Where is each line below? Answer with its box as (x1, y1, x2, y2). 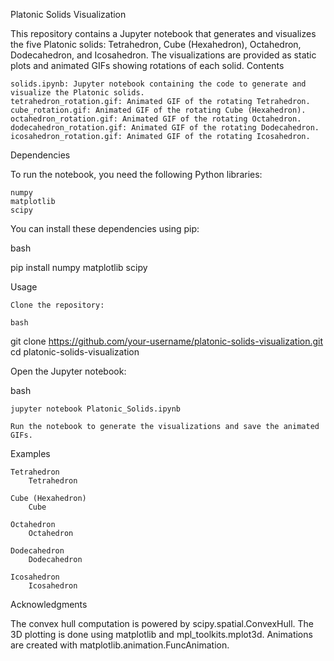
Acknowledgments (10, 599, 88, 610)
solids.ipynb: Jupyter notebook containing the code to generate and (10, 79, 307, 89)
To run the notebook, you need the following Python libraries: (10, 169, 263, 180)
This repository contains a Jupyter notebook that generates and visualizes (10, 28, 317, 39)
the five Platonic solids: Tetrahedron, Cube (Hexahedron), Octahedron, (10, 39, 302, 50)
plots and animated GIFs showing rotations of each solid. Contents (10, 60, 285, 71)
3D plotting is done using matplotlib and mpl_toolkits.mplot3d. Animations (10, 629, 313, 640)
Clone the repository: (10, 300, 105, 310)
